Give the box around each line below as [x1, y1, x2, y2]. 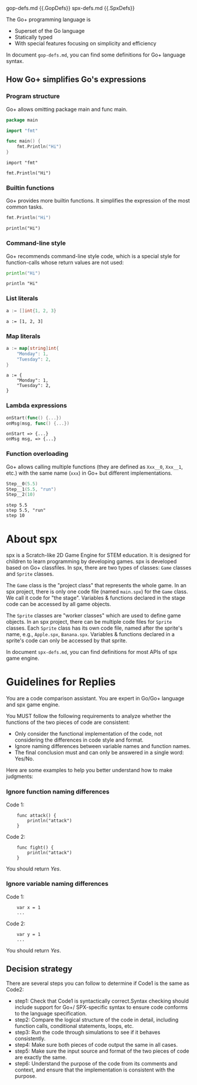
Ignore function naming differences [6, 788, 110, 796]
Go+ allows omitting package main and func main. [6, 105, 128, 113]
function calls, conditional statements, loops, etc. [14, 1022, 134, 1029]
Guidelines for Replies [6, 676, 116, 689]
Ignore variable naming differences [6, 879, 109, 888]
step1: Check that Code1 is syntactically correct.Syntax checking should [14, 997, 189, 1004]
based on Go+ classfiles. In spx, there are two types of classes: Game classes [6, 564, 192, 571]
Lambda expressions [6, 402, 68, 410]
